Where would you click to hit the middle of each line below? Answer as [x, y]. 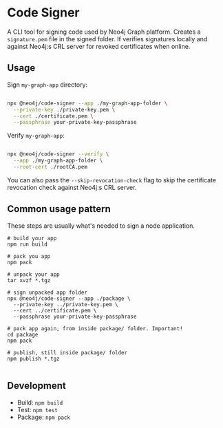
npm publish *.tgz [33, 359]
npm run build [28, 244]
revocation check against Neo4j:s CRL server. [72, 187]
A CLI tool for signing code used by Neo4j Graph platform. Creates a [104, 32]
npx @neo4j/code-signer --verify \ [58, 154]
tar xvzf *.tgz [29, 280]
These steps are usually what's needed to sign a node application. [101, 226]
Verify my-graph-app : [36, 136]
